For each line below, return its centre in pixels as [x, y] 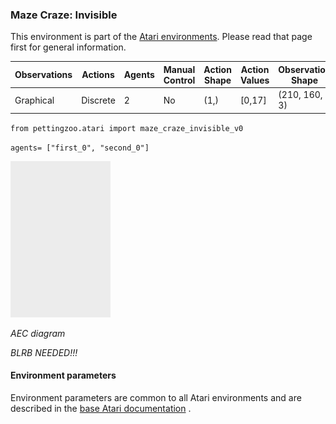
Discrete [98, 100]
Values [254, 80]
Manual [179, 69]
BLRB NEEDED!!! [44, 352]
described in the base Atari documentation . [101, 408]
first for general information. [68, 47]
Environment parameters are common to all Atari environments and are [156, 397]
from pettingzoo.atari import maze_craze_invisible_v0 [127, 128]
